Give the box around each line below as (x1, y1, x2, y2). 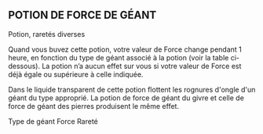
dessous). (8, 61, 41, 71)
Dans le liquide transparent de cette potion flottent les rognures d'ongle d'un (8, 85, 256, 94)
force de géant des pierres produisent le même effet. (8, 101, 179, 110)
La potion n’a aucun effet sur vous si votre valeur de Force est (42, 61, 242, 71)
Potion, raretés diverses (8, 29, 86, 38)
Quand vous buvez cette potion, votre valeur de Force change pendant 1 (8, 45, 242, 54)
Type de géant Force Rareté (8, 116, 98, 126)
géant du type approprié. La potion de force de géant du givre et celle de (8, 92, 245, 103)
